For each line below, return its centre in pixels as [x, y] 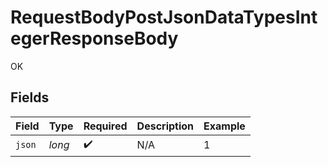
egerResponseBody [94, 38]
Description [165, 126]
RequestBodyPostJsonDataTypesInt [164, 17]
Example [224, 126]
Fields [30, 97]
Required [105, 126]
